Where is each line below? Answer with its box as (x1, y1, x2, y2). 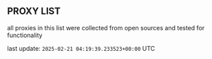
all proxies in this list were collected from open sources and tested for (7, 23, 205, 32)
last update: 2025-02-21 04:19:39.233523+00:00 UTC (7, 44, 156, 52)
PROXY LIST (7, 5, 61, 17)
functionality (7, 31, 43, 39)
